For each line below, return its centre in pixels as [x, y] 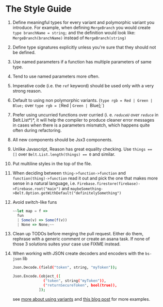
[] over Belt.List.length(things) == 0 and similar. [64, 154]
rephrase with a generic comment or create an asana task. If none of [81, 239]
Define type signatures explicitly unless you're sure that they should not [84, 47]
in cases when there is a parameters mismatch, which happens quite [81, 125]
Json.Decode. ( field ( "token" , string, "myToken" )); [65, 268]
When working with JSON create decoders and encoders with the [78, 254]
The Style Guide [39, 9]
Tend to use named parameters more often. [56, 76]
